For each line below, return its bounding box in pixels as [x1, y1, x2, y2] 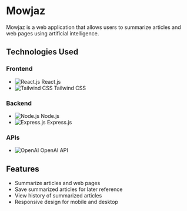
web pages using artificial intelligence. [6, 29, 99, 37]
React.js [41, 78, 61, 85]
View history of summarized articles [14, 192, 102, 199]
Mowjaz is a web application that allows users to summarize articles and [6, 24, 181, 31]
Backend [6, 99, 32, 107]
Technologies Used [6, 47, 78, 57]
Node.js [41, 112, 60, 119]
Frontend [6, 65, 33, 73]
